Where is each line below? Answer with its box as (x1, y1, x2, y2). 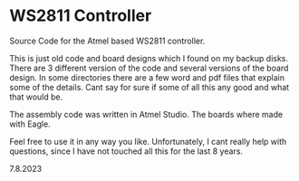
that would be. (9, 91, 63, 102)
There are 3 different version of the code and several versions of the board (9, 62, 289, 73)
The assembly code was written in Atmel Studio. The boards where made (9, 109, 284, 119)
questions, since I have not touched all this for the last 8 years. (9, 146, 243, 157)
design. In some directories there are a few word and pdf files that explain (9, 71, 285, 82)
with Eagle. (9, 119, 52, 129)
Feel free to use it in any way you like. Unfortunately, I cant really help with (9, 136, 287, 147)
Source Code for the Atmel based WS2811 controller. (9, 35, 206, 46)
